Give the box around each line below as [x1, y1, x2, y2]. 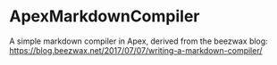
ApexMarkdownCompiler [9, 6, 200, 27]
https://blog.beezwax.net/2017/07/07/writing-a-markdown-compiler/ [9, 45, 263, 55]
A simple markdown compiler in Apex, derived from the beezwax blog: [9, 36, 268, 46]
